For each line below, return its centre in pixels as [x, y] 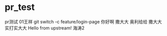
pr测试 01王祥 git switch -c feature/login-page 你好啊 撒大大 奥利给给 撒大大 [83, 21]
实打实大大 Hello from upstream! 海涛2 [45, 28]
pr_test [20, 7]
